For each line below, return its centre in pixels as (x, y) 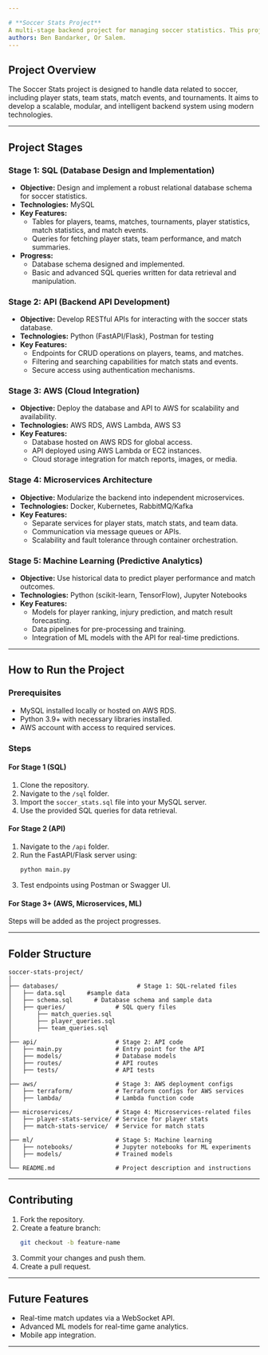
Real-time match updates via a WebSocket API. (97, 1318)
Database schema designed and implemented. (108, 264)
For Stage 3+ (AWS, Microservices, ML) (75, 903)
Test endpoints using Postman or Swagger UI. (95, 885)
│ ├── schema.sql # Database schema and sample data (110, 1000)
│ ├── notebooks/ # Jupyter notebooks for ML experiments (130, 1147)
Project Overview (52, 70)
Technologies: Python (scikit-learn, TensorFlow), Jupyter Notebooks (133, 595)
